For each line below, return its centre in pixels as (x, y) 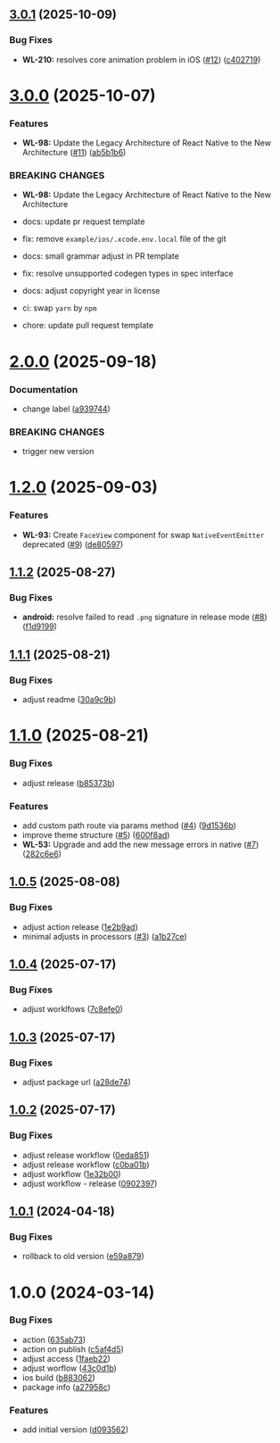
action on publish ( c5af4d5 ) (73, 1349)
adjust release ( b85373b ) (69, 783)
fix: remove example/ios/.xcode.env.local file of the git (124, 239)
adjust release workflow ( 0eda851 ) (86, 1155)
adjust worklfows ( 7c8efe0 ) (72, 1009)
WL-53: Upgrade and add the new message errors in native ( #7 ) (140, 844)
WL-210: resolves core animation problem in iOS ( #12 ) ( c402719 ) (141, 59)
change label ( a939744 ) (66, 409)
